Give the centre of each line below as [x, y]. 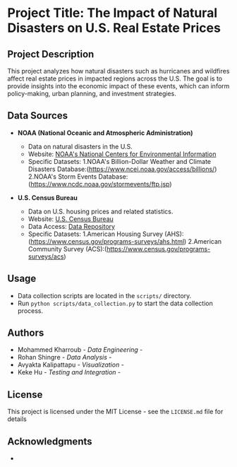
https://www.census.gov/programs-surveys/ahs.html [108, 241]
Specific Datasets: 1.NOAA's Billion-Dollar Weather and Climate [120, 161]
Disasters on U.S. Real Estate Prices [114, 28]
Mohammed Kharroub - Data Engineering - [80, 350]
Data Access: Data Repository [71, 226]
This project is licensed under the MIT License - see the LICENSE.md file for [115, 412]
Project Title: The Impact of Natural [112, 13]
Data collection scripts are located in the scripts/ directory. [104, 295]
